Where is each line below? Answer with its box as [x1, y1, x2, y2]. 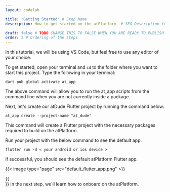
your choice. [5, 54, 31, 61]
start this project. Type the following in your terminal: [5, 69, 115, 76]
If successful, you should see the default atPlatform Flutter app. [5, 156, 138, 162]
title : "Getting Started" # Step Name [5, 16, 87, 22]
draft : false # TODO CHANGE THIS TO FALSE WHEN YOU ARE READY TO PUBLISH [5, 30, 164, 35]
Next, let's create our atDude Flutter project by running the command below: [5, 103, 164, 109]
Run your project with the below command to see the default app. [5, 137, 142, 143]
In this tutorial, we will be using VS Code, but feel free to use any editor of [5, 49, 159, 55]
